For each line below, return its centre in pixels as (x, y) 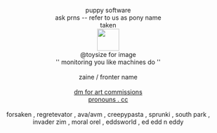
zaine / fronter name (108, 77)
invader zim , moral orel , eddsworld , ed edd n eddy (108, 122)
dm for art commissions (108, 92)
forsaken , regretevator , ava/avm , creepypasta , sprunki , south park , (108, 114)
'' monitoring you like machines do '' (108, 62)
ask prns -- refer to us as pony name (108, 18)
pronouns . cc (108, 99)
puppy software (108, 10)
